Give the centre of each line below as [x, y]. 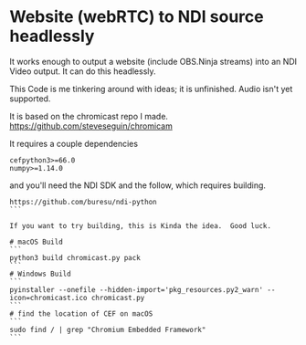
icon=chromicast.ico [49, 298]
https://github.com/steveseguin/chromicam [91, 126]
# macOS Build [37, 242]
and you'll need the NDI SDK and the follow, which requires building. [138, 185]
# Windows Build [40, 274]
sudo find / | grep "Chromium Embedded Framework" [108, 329]
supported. [30, 99]
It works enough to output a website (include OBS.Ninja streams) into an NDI [153, 61]
